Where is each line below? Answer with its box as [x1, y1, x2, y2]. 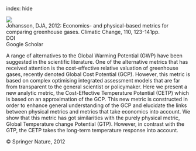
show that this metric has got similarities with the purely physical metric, [6, 114, 180, 121]
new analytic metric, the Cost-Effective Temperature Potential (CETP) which [6, 90, 189, 96]
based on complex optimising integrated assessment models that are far [6, 77, 180, 84]
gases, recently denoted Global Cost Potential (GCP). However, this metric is [6, 71, 190, 78]
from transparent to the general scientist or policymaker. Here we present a [6, 83, 188, 90]
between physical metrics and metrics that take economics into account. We [6, 108, 191, 115]
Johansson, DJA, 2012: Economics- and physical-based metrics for [6, 22, 169, 29]
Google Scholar [6, 41, 44, 47]
